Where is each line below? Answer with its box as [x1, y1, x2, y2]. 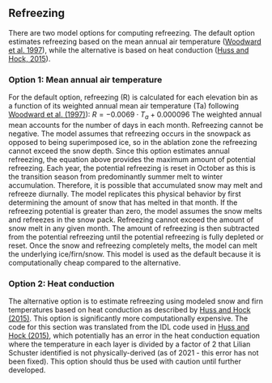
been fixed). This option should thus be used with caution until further [8, 356, 241, 367]
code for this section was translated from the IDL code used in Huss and [8, 322, 250, 332]
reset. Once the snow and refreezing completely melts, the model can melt [8, 240, 257, 250]
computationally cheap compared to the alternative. [8, 257, 181, 267]
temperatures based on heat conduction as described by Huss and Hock [8, 305, 251, 315]
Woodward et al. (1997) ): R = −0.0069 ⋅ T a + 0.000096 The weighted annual [8, 109, 262, 121]
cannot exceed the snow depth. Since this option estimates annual [8, 146, 231, 155]
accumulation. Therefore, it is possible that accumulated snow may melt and [8, 180, 263, 189]
